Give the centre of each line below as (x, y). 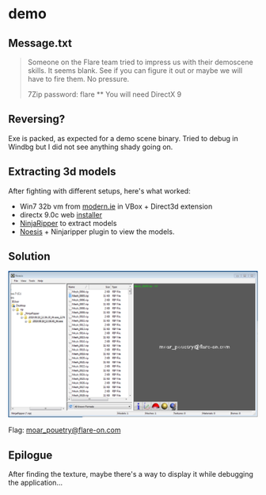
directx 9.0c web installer (61, 214)
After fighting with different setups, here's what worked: (100, 190)
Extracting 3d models (62, 172)
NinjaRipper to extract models (68, 223)
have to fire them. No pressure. (78, 79)
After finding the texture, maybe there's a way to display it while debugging (131, 474)
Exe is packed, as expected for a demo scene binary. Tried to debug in (123, 138)
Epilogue (30, 455)
